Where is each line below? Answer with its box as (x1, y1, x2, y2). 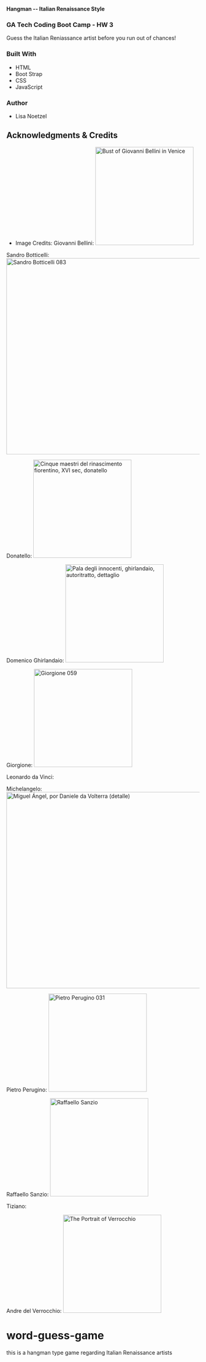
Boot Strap (15, 70, 43, 77)
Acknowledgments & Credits (6, 130, 118, 140)
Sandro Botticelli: (6, 251, 50, 258)
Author (6, 98, 28, 107)
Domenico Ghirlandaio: (6, 656, 64, 664)
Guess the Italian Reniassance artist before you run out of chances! (6, 34, 177, 42)
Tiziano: (6, 1202, 27, 1210)
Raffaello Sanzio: (6, 1190, 49, 1198)
